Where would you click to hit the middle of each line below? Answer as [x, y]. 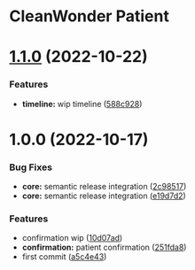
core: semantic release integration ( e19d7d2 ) [104, 196]
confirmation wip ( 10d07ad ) [72, 238]
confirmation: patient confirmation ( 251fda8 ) [104, 247]
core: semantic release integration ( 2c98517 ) [104, 187]
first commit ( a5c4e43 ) [64, 257]
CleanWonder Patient [90, 16]
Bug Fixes [31, 167]
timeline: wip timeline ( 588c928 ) [82, 104]
